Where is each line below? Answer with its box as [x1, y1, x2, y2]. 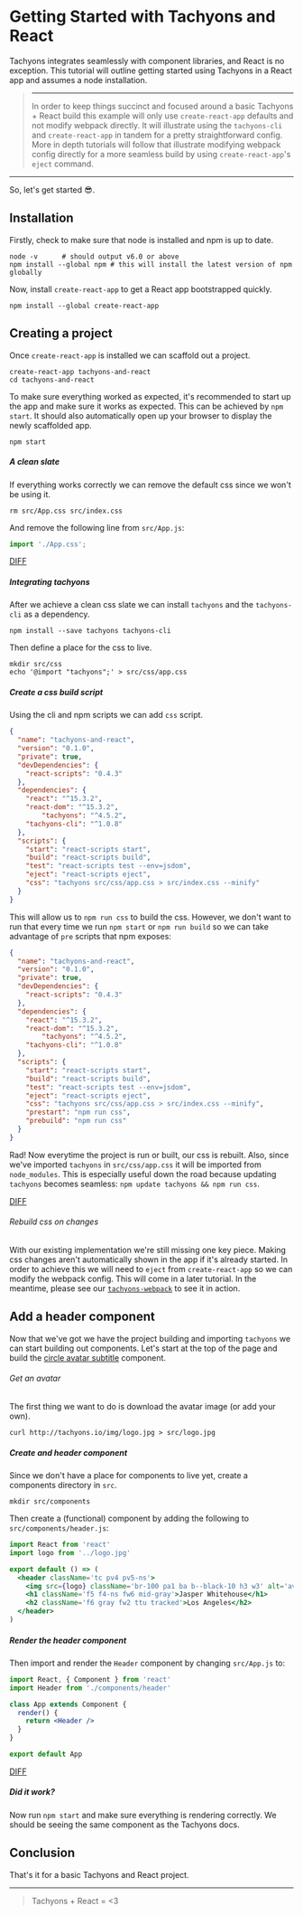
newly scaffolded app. [9, 420, 92, 430]
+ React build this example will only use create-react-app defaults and [31, 110, 294, 121]
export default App [9, 1750, 83, 1759]
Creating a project [9, 325, 113, 341]
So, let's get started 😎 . [9, 184, 96, 195]
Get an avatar [9, 1373, 61, 1384]
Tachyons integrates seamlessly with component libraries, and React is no [9, 55, 285, 66]
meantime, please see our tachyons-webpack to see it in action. [9, 1283, 241, 1294]
